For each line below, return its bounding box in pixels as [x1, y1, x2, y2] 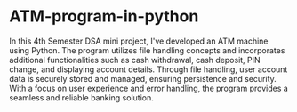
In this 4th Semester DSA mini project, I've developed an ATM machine [9, 36, 269, 46]
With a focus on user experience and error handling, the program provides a [9, 83, 289, 93]
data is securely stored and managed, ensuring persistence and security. [9, 73, 277, 84]
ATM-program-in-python [9, 6, 199, 27]
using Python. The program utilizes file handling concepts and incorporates [9, 44, 285, 55]
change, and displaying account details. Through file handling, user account [9, 64, 288, 75]
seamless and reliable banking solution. [9, 92, 154, 103]
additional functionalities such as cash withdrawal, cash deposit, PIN [9, 54, 261, 65]
